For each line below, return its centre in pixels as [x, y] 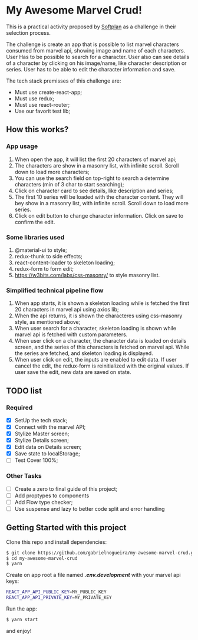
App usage [22, 146]
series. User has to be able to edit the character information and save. [91, 69]
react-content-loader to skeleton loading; [65, 262]
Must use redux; [34, 99]
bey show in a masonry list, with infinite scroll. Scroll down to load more [101, 203]
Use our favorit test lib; [42, 111]
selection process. [29, 32]
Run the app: [22, 609]
